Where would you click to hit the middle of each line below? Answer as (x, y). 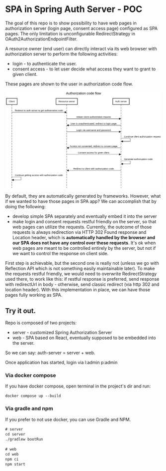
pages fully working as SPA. (34, 295)
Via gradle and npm (29, 409)
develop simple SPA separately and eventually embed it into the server (85, 216)
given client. (25, 74)
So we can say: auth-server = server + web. (50, 353)
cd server (15, 434)
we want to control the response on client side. (60, 254)
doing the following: (25, 207)
